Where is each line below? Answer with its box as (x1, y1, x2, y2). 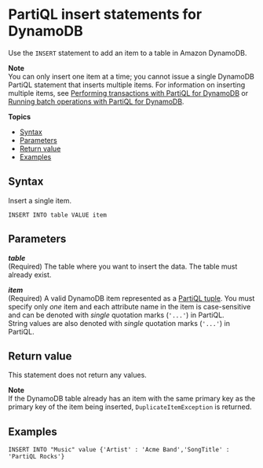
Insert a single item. (8, 196, 72, 205)
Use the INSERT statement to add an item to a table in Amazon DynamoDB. (8, 48, 247, 57)
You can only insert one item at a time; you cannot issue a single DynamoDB (8, 71, 255, 81)
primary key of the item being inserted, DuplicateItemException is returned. (8, 402, 253, 411)
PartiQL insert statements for (8, 5, 203, 24)
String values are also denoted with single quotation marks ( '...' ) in (8, 318, 230, 327)
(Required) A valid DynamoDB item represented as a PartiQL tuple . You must (8, 293, 255, 303)
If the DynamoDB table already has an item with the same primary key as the (8, 394, 256, 404)
